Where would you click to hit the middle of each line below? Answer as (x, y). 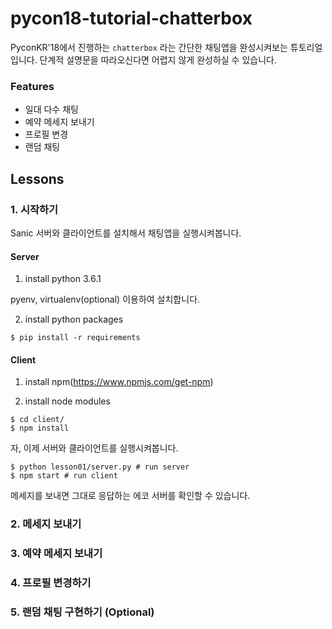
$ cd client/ (37, 420)
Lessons (37, 178)
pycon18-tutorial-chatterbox (131, 18)
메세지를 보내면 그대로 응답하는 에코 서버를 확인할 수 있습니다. (130, 496)
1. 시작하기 (34, 209)
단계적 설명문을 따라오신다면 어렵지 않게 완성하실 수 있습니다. (158, 59)
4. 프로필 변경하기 (51, 583)
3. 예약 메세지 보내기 (56, 554)
